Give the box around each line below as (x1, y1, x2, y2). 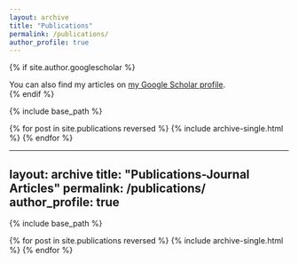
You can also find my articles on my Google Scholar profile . (9, 79, 226, 90)
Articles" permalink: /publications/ (9, 180, 207, 195)
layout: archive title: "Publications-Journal (9, 166, 250, 182)
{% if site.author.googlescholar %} (9, 62, 136, 73)
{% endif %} (9, 89, 55, 100)
